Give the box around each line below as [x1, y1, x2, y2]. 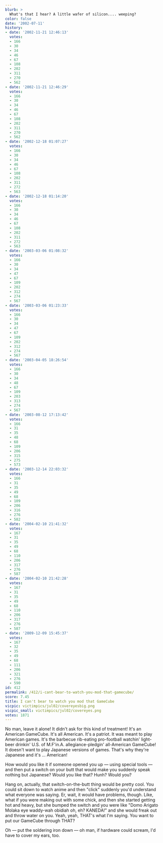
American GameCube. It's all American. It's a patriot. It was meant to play [5, 731, 153, 737]
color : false [5, 16, 32, 21]
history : [5, 25, 23, 30]
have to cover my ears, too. [5, 833, 60, 839]
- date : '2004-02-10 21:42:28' [5, 576, 69, 581]
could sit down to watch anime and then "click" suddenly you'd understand [5, 787, 156, 793]
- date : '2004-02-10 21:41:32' [5, 521, 69, 526]
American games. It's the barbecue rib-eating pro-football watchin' [5, 736, 141, 742]
